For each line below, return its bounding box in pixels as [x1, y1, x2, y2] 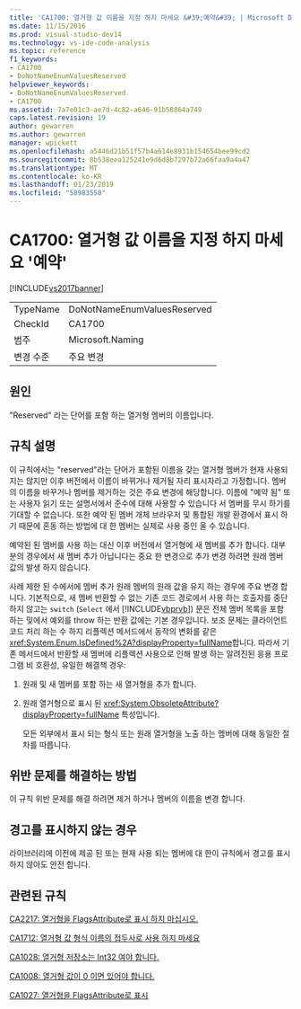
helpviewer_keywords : [9, 80, 90, 89]
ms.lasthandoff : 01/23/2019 [9, 181, 115, 190]
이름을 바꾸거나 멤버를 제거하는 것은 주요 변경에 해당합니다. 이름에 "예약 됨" [18, 486, 282, 497]
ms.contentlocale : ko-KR [9, 172, 102, 181]
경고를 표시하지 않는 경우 [9, 822, 137, 837]
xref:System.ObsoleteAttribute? [103, 697, 219, 708]
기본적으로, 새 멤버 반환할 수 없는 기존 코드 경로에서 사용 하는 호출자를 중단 [28, 592, 288, 603]
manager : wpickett [9, 138, 78, 147]
